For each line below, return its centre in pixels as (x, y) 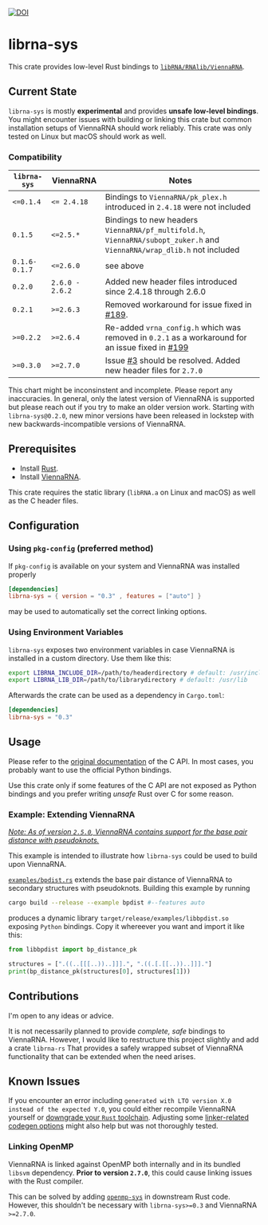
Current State (43, 92)
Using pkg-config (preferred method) (81, 549)
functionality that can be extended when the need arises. (102, 1056)
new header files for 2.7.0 (154, 371)
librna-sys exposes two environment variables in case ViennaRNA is (122, 649)
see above (124, 266)
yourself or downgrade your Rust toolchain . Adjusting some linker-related (129, 1117)
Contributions (43, 997)
